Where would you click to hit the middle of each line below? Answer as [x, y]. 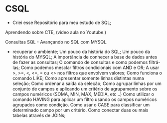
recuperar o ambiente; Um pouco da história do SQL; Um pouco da [81, 51]
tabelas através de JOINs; [39, 115]
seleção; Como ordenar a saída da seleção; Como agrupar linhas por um [87, 83]
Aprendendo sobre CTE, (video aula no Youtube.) [56, 32]
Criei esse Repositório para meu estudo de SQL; [62, 22]
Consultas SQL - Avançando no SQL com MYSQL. [57, 42]
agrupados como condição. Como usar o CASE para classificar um [81, 104]
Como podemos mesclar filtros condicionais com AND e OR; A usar [90, 67]
